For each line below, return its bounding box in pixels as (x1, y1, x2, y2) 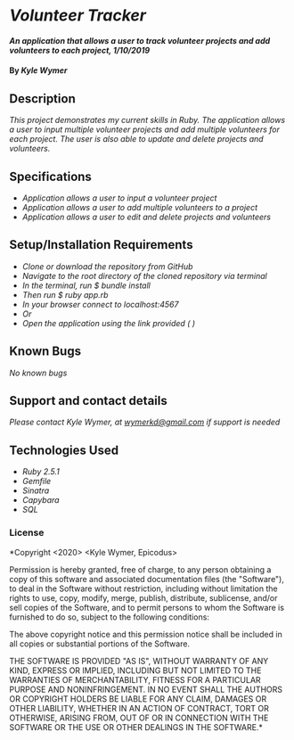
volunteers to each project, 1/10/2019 (9, 45, 151, 55)
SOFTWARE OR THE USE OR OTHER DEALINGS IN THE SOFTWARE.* (9, 721, 263, 732)
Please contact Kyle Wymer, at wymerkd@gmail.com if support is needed (9, 416, 281, 428)
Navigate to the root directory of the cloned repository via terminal (21, 270, 267, 281)
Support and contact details (9, 393, 167, 408)
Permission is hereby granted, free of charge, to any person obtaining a (9, 563, 272, 575)
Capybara (21, 495, 60, 506)
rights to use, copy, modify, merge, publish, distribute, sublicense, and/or (9, 592, 278, 603)
